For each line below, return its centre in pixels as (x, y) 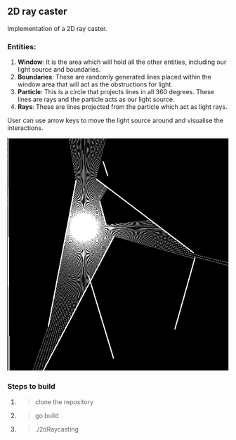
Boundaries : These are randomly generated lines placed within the (114, 77)
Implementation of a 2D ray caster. (57, 28)
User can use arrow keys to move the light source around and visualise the (115, 121)
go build (47, 415)
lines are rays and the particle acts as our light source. (96, 99)
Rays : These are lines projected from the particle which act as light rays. (122, 107)
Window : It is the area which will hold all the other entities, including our (122, 62)
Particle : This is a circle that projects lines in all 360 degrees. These (116, 92)
